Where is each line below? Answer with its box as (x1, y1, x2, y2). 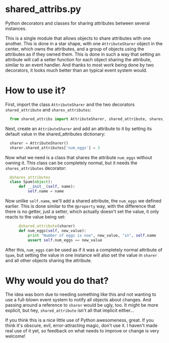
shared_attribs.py (5, 4, 81, 15)
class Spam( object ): (10, 179, 53, 184)
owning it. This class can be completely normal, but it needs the (5, 160, 137, 166)
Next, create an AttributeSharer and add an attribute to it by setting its (5, 126, 152, 132)
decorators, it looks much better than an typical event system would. (5, 67, 147, 73)
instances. (5, 25, 27, 31)
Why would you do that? (5, 275, 109, 286)
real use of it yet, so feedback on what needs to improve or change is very (5, 328, 159, 334)
